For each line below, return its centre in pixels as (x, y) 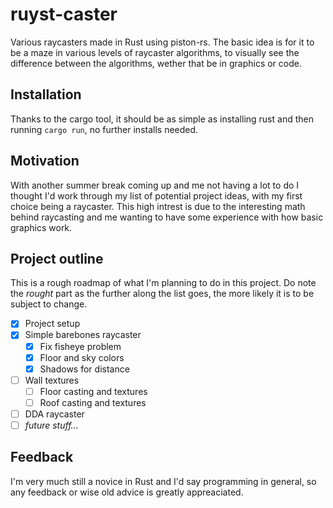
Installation (46, 94)
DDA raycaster (54, 414)
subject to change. (49, 304)
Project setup (52, 324)
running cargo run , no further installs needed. (104, 129)
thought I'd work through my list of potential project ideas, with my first (156, 195)
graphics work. (41, 227)
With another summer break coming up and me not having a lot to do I (155, 185)
